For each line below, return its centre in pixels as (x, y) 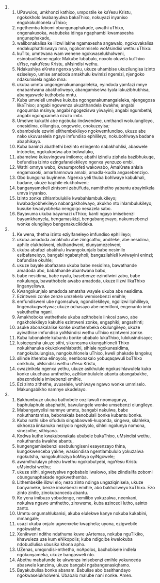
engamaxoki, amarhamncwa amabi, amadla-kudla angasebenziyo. (83, 172)
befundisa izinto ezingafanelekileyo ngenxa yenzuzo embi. (75, 162)
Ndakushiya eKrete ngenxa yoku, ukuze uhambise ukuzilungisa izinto (86, 69)
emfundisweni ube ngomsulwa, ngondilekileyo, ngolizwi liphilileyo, (83, 301)
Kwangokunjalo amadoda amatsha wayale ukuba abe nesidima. (80, 291)
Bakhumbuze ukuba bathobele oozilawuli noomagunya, (72, 400)
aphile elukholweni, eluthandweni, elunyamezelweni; (69, 245)
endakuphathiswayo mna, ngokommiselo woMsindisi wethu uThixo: (84, 48)
